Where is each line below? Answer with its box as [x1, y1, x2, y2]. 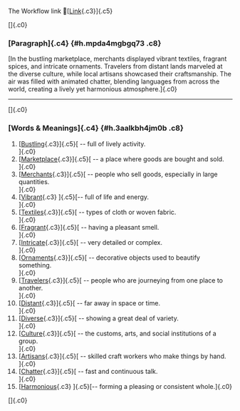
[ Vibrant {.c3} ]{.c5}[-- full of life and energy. [18, 193, 149, 201]
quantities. [18, 177, 50, 186]
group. [18, 336, 38, 345]
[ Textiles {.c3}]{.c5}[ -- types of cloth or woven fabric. [18, 208, 177, 216]
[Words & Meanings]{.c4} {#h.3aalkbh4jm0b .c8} [8, 123, 184, 133]
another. [18, 283, 43, 292]
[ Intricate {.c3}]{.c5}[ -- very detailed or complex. [18, 238, 163, 246]
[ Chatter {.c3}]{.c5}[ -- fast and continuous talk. [18, 367, 158, 375]
